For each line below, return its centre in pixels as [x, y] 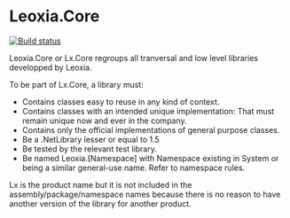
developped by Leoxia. [51, 67]
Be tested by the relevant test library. [89, 149]
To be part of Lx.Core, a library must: [76, 84]
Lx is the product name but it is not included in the [101, 184]
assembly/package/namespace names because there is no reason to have [145, 194]
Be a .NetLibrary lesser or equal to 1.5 [90, 139]
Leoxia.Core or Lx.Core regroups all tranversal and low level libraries [134, 58]
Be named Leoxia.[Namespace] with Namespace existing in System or [150, 158]
